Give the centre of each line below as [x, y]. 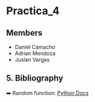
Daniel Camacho [35, 47]
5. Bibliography [35, 78]
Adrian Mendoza [35, 53]
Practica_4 [33, 11]
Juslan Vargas [32, 60]
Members [24, 33]
